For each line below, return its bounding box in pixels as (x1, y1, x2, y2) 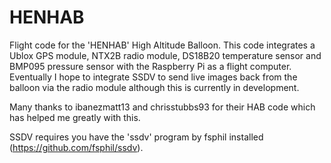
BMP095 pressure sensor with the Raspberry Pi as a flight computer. (9, 60, 292, 72)
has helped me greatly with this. (9, 111, 141, 123)
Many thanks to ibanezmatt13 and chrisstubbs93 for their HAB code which (9, 101, 316, 113)
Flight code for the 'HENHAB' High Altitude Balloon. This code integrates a (9, 39, 316, 51)
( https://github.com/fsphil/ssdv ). (9, 141, 144, 153)
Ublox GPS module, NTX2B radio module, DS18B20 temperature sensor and (9, 49, 322, 61)
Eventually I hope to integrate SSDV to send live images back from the (9, 71, 298, 83)
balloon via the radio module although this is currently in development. (9, 81, 300, 93)
